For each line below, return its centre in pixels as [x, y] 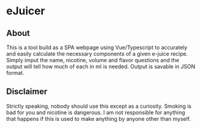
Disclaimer [27, 92]
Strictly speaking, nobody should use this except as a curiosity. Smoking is [99, 106]
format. [15, 73]
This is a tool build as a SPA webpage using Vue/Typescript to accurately [97, 47]
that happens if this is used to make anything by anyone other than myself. [99, 118]
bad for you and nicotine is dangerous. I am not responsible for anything [96, 112]
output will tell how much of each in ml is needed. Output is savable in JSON [101, 66]
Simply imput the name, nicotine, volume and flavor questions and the [93, 60]
